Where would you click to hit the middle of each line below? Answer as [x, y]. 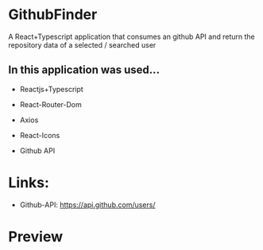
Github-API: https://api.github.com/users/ [87, 205]
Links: [29, 182]
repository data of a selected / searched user [82, 44]
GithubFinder [53, 15]
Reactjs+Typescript [51, 89]
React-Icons [40, 135]
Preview [36, 237]
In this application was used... [84, 70]
